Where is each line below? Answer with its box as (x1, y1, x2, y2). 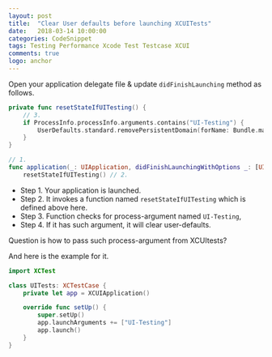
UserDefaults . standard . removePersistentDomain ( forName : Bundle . (37, 126, 259, 134)
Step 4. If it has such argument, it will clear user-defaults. (19, 219, 212, 229)
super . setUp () (37, 311, 85, 320)
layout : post (8, 11, 53, 20)
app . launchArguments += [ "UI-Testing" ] (37, 319, 172, 327)
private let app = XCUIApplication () (23, 289, 151, 297)
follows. (8, 87, 35, 97)
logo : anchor (8, 57, 53, 66)
